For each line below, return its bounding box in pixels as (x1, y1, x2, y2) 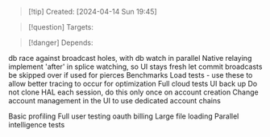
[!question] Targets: (27, 22, 94, 31)
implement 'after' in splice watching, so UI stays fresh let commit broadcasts (8, 62, 263, 71)
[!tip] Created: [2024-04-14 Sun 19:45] (27, 7, 157, 16)
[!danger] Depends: (27, 38, 93, 47)
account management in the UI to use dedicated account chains (8, 96, 222, 105)
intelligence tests (8, 120, 65, 129)
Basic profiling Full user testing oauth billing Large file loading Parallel (8, 111, 239, 121)
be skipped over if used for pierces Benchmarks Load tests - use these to (8, 71, 253, 79)
